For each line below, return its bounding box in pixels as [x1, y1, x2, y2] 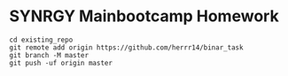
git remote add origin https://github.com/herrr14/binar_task [9, 42, 244, 52]
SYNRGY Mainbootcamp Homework [9, 6, 279, 27]
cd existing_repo [9, 35, 74, 44]
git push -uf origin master [9, 58, 113, 67]
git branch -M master [9, 50, 90, 59]
